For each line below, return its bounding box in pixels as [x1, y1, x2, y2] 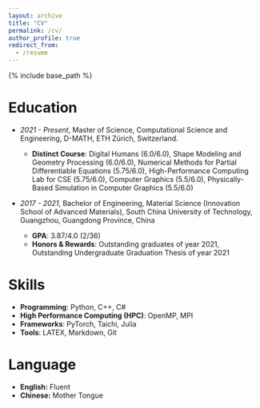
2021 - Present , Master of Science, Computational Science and [19, 125, 228, 134]
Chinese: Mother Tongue [19, 390, 104, 400]
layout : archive [8, 11, 62, 20]
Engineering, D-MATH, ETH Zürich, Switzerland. [19, 133, 178, 143]
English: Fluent [19, 382, 70, 391]
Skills [8, 276, 46, 294]
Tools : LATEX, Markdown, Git [19, 327, 118, 337]
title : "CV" [8, 19, 48, 27]
